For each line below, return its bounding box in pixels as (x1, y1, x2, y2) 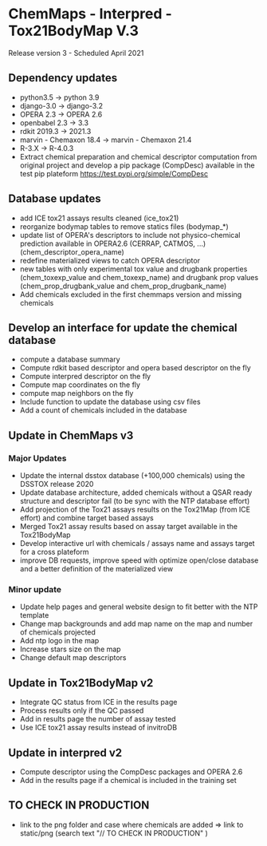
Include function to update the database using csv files (19, 397, 201, 407)
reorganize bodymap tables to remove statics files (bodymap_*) (19, 221, 229, 231)
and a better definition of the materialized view (19, 564, 174, 574)
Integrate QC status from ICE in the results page (19, 698, 178, 707)
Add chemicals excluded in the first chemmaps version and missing (19, 289, 242, 299)
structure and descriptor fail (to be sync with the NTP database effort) (19, 496, 250, 506)
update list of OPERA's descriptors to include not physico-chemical (19, 230, 241, 239)
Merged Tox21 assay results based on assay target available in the (19, 522, 238, 532)
